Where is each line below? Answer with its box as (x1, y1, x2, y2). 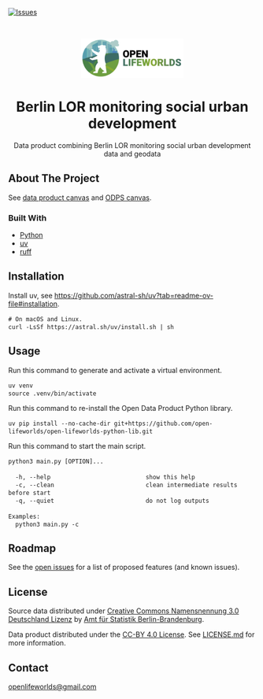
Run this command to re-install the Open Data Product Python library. (8, 403, 233, 412)
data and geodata (103, 149, 161, 158)
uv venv (8, 382, 34, 390)
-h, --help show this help (15, 473, 195, 481)
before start (8, 489, 51, 497)
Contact (8, 661, 49, 675)
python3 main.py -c (15, 520, 80, 528)
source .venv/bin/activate (8, 390, 97, 398)
